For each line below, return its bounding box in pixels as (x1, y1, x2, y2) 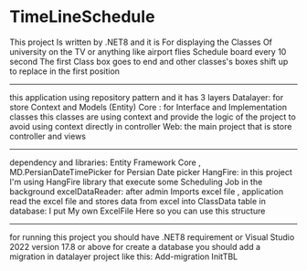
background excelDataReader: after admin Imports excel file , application (9, 185, 284, 197)
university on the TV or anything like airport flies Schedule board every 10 (9, 46, 287, 57)
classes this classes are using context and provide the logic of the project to (9, 111, 297, 122)
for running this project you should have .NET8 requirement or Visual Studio (9, 231, 295, 243)
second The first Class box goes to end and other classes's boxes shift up (9, 56, 289, 67)
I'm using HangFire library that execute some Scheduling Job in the (9, 176, 263, 187)
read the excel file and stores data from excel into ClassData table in (9, 195, 267, 206)
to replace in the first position (9, 66, 121, 77)
